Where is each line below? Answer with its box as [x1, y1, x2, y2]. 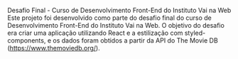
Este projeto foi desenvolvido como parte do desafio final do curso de [7, 14, 212, 22]
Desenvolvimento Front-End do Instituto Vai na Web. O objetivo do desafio [7, 21, 225, 29]
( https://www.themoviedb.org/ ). [7, 44, 101, 52]
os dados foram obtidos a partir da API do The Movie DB [53, 36, 218, 45]
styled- [184, 28, 206, 37]
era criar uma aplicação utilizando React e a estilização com [7, 28, 183, 37]
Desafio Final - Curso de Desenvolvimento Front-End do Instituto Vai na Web [7, 6, 232, 14]
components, [7, 36, 46, 45]
